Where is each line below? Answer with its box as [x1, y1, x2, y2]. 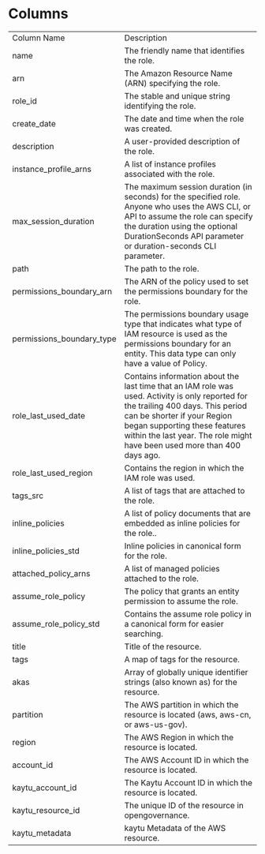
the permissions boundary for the [124, 286, 248, 297]
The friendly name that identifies [124, 45, 245, 56]
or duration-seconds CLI [124, 240, 217, 251]
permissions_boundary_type [12, 333, 117, 344]
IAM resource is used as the [124, 328, 228, 339]
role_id [12, 96, 38, 107]
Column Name [12, 32, 65, 43]
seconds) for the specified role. [124, 191, 241, 202]
